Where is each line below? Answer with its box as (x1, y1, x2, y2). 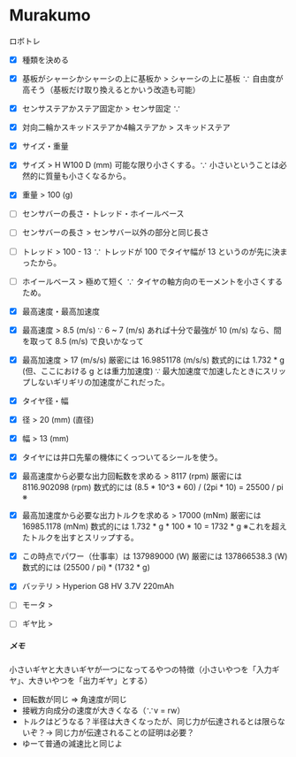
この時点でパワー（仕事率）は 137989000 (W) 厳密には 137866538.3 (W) (21, 551, 288, 562)
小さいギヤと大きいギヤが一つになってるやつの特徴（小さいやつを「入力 (9, 664, 272, 675)
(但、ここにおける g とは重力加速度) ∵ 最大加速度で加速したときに (21, 365, 263, 376)
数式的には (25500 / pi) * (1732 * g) (21, 562, 150, 573)
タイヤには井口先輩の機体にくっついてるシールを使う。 (21, 452, 223, 463)
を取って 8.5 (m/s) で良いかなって (21, 335, 144, 346)
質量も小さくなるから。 (45, 171, 131, 181)
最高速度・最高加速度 (21, 306, 100, 317)
